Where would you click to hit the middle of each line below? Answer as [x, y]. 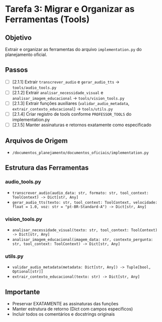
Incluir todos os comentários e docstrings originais [64, 314]
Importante [23, 292]
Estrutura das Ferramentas [47, 168]
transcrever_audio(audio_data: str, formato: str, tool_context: [80, 193]
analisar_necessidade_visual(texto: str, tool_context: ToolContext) [85, 230]
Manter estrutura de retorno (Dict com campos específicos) [73, 309]
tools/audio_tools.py [34, 88]
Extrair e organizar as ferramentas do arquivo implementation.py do [73, 49]
